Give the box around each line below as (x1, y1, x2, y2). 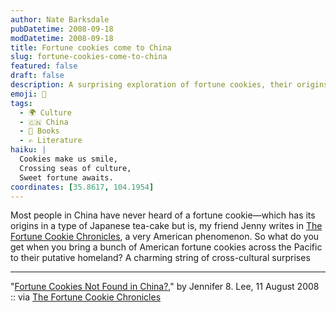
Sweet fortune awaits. (19, 172, 114, 183)
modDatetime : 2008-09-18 (10, 33, 114, 43)
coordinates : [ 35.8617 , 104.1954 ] (10, 182, 155, 192)
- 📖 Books (19, 126, 60, 136)
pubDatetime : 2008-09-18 (10, 24, 114, 34)
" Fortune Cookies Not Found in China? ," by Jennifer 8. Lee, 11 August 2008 (10, 281, 320, 293)
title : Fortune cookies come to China (10, 42, 172, 53)
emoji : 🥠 (10, 89, 47, 99)
